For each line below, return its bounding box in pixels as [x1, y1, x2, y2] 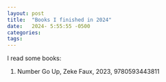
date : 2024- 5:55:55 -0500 [7, 23, 91, 29]
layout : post [7, 10, 45, 17]
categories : [7, 29, 41, 36]
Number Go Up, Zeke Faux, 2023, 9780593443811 [16, 68, 160, 76]
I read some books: [7, 54, 62, 62]
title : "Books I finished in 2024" [7, 16, 112, 23]
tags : [7, 36, 23, 42]
